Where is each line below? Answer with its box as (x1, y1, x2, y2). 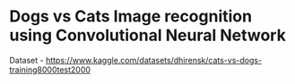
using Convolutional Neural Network (9, 25, 287, 46)
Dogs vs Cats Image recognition (9, 6, 253, 27)
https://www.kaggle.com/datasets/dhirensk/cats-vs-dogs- (45, 55, 263, 65)
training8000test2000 (9, 64, 91, 75)
